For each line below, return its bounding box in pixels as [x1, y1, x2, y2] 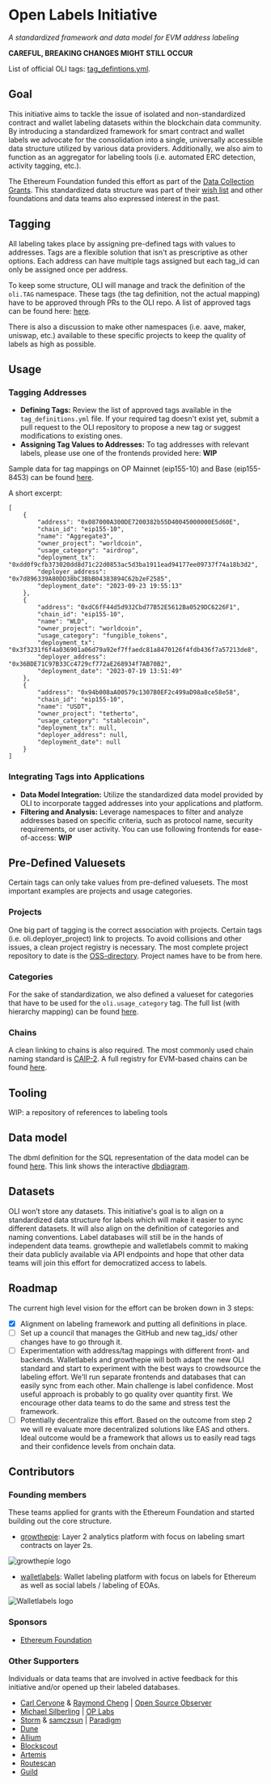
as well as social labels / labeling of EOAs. [19, 1580, 160, 1590]
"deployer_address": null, [37, 731, 129, 740]
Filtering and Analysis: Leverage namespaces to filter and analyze [19, 807, 244, 817]
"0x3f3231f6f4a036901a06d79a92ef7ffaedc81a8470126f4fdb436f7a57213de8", [8, 646, 259, 654]
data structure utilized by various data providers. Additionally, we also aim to [8, 144, 263, 153]
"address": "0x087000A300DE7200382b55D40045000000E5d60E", [37, 518, 241, 526]
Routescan [19, 1758, 57, 1769]
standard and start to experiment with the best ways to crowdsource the [19, 1363, 261, 1373]
